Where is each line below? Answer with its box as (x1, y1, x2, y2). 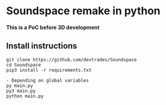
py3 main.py (6, 88, 36, 94)
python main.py (6, 93, 44, 99)
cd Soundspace (6, 62, 42, 68)
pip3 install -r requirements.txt (6, 67, 92, 73)
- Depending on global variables (6, 77, 89, 84)
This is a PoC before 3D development (6, 24, 100, 31)
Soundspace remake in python (6, 4, 161, 18)
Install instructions (6, 41, 77, 51)
